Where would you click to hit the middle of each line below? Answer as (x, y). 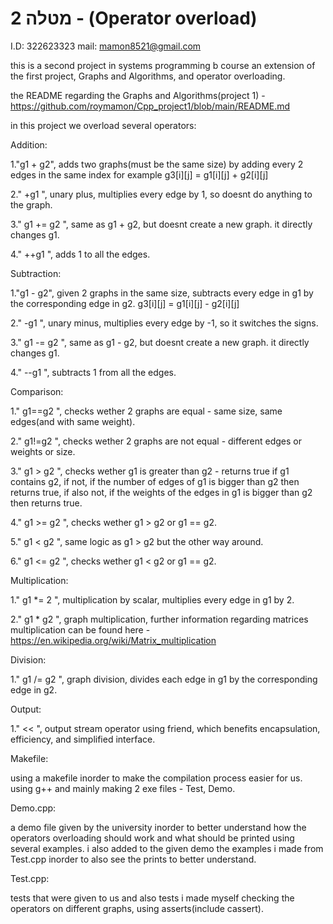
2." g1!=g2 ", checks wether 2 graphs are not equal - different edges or (156, 441)
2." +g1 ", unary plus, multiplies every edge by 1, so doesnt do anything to (161, 194)
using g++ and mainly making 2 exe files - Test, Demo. (123, 788)
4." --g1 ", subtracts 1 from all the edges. (93, 372)
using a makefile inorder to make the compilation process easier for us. (156, 778)
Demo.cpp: (33, 808)
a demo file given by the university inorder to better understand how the (158, 827)
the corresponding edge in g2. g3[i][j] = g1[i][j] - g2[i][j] (125, 303)
